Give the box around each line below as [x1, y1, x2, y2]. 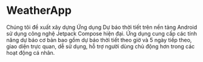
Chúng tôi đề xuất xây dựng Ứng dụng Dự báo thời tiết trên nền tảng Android [6, 23, 198, 31]
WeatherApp [6, 4, 72, 17]
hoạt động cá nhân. [6, 49, 55, 56]
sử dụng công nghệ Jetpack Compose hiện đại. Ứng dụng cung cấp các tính [6, 29, 198, 37]
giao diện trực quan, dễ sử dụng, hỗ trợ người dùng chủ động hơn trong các [6, 43, 195, 50]
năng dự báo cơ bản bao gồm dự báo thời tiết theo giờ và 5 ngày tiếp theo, [6, 36, 192, 43]
